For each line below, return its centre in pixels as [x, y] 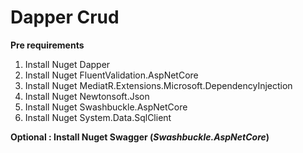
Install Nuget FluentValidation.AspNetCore [111, 75]
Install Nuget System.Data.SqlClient [98, 117]
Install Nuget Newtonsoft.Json [87, 96]
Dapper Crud [65, 17]
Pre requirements [47, 45]
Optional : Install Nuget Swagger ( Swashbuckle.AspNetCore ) [140, 137]
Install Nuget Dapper [67, 64]
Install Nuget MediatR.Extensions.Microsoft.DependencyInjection [158, 85]
